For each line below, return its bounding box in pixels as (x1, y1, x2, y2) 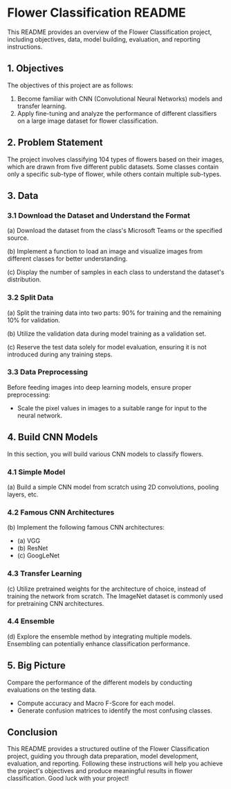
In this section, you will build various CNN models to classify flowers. (7, 449, 204, 458)
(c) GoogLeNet (17, 551, 60, 560)
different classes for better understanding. (7, 254, 128, 263)
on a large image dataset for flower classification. (17, 116, 158, 125)
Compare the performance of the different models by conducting (7, 678, 192, 686)
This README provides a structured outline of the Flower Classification (7, 745, 210, 753)
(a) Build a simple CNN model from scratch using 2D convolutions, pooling (7, 483, 219, 491)
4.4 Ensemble (7, 616, 55, 626)
